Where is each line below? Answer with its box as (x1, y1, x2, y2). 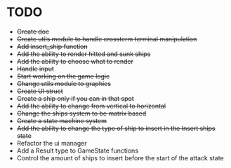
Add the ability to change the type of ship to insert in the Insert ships (16, 124, 216, 132)
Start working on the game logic (16, 71, 110, 80)
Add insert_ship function (16, 42, 88, 50)
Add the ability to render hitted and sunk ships (16, 50, 151, 58)
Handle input (16, 64, 54, 73)
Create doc (16, 27, 50, 36)
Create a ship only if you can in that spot (16, 94, 134, 102)
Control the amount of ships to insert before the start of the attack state (16, 153, 224, 162)
